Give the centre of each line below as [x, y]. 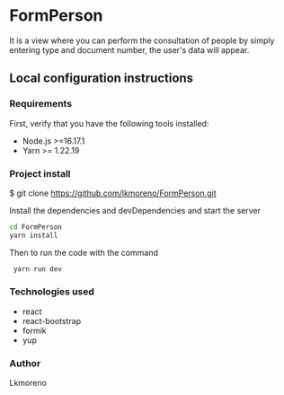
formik [34, 330]
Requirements [41, 104]
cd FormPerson [36, 227]
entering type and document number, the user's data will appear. [129, 49]
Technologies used [52, 292]
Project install [40, 173]
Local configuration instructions [102, 79]
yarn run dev [38, 269]
